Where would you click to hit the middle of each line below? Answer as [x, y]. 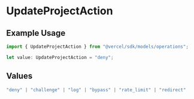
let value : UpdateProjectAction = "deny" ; [60, 57]
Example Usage [36, 33]
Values [19, 76]
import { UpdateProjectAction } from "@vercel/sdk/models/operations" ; [97, 47]
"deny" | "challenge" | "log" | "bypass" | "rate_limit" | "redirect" [96, 90]
